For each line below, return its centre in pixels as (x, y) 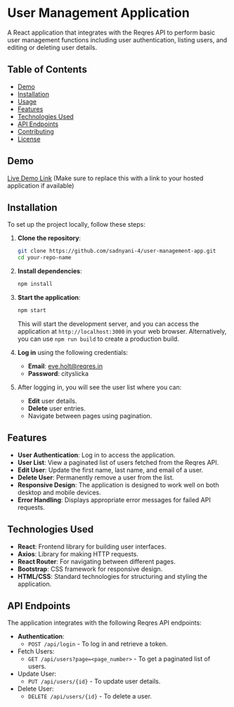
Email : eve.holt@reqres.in (65, 366)
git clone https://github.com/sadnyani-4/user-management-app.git (117, 251)
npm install (35, 284)
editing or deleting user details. (52, 47)
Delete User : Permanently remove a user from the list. (96, 477)
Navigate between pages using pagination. (90, 415)
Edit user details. (52, 401)
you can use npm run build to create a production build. (98, 339)
